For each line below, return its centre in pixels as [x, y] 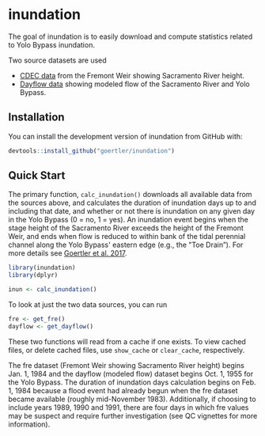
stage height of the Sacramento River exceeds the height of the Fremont [126, 228]
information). [29, 424]
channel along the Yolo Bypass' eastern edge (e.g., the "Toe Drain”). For [126, 245]
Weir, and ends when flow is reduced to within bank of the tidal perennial [127, 237]
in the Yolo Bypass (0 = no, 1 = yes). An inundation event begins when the [129, 220]
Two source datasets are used [57, 60]
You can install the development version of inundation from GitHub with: [125, 136]
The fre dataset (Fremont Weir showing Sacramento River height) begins [127, 365]
